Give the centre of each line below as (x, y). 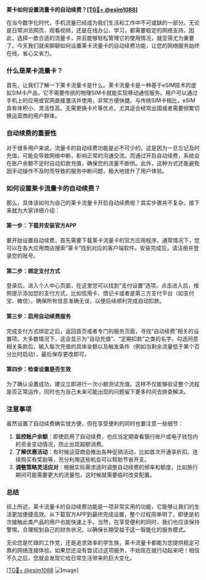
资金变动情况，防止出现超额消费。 (64, 444)
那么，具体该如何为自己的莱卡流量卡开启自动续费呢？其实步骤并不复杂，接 (100, 202)
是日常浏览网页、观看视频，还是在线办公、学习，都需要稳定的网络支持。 (97, 30)
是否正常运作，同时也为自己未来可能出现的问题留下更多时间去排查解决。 (97, 391)
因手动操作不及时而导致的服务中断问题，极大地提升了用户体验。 (87, 170)
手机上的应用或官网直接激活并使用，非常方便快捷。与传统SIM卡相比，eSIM (101, 101)
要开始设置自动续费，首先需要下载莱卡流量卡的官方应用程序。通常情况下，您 (103, 240)
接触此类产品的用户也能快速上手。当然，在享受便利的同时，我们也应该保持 (105, 522)
